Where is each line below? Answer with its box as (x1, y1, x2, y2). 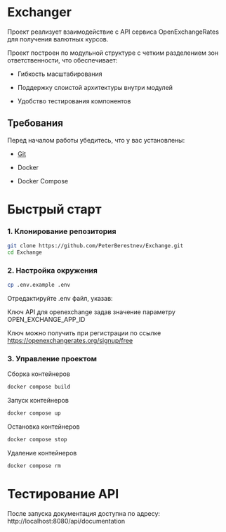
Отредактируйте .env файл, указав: (7, 294, 114, 303)
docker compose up (7, 410, 61, 417)
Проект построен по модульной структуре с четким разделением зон (7, 48, 219, 57)
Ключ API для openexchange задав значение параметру (7, 308, 175, 316)
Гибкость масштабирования (17, 70, 102, 78)
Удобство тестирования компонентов (17, 96, 131, 105)
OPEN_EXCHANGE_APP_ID (7, 316, 86, 324)
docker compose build (7, 384, 71, 391)
